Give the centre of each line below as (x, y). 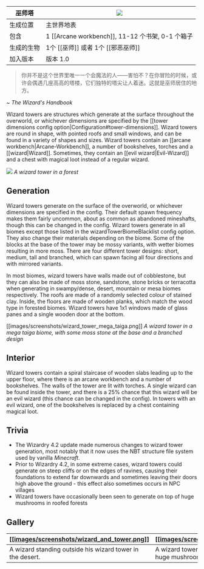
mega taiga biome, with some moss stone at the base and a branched (94, 332)
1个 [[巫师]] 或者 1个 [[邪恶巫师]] (93, 48)
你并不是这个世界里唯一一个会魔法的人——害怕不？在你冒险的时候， (106, 75)
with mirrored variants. (35, 264)
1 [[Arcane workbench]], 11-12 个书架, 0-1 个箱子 (119, 36)
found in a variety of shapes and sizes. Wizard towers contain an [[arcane (99, 140)
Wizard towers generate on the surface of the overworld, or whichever (95, 205)
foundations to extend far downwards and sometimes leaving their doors (106, 477)
